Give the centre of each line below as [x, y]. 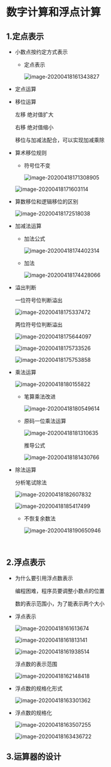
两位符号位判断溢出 [39, 324]
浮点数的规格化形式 [39, 688]
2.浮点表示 [26, 563]
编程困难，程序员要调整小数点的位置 [60, 591]
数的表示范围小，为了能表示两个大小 [60, 603]
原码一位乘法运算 [45, 421]
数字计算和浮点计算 [54, 12]
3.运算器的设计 [34, 757]
